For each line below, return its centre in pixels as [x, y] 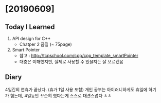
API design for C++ [31, 38]
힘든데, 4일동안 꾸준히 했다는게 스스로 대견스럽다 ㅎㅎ [61, 95]
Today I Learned [30, 27]
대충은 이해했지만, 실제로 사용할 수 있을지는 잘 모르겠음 [71, 61]
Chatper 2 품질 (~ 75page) [45, 44]
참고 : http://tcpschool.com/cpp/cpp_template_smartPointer [79, 55]
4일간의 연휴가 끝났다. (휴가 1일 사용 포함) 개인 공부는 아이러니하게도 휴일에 [76, 89]
